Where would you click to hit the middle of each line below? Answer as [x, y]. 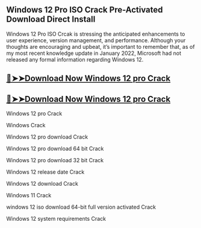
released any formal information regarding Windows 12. [75, 59]
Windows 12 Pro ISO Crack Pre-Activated [85, 10]
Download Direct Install [51, 20]
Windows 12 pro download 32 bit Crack [55, 160]
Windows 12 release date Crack [45, 172]
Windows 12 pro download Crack [47, 137]
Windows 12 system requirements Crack [56, 219]
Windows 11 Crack [29, 195]
